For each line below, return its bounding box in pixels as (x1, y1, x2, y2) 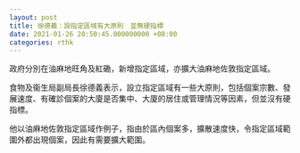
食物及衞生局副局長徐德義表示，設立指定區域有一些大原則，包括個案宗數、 (9, 82, 283, 93)
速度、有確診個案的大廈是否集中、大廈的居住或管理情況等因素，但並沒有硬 (16, 93, 291, 104)
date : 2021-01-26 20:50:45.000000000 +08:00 (9, 29, 178, 38)
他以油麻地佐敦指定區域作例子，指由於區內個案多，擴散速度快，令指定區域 (9, 124, 283, 134)
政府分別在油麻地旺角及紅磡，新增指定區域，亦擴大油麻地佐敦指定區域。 (9, 63, 275, 74)
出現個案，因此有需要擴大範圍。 (32, 134, 150, 145)
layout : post (9, 12, 58, 22)
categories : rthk (9, 37, 74, 47)
